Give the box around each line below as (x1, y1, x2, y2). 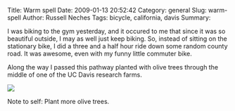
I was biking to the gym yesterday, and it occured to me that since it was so (7, 27, 226, 35)
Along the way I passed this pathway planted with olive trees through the (7, 63, 219, 71)
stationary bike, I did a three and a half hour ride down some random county (7, 42, 228, 50)
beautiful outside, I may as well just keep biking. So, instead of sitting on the (7, 34, 227, 43)
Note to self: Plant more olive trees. (7, 98, 110, 105)
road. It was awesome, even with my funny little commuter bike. (7, 49, 192, 58)
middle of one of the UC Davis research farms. (7, 70, 142, 79)
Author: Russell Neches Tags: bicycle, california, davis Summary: (22, 13, 211, 22)
